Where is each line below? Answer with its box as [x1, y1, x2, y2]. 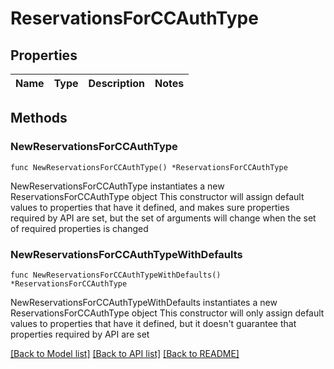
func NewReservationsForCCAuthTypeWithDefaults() [10, 270, 222, 280]
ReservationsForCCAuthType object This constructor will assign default [10, 190, 305, 202]
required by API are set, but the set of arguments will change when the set [10, 212, 317, 224]
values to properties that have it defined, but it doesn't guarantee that [10, 317, 297, 329]
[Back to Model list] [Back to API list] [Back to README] [10, 347, 240, 359]
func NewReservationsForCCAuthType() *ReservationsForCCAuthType [10, 162, 288, 172]
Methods [10, 110, 68, 127]
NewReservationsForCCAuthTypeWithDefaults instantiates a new [10, 296, 278, 308]
